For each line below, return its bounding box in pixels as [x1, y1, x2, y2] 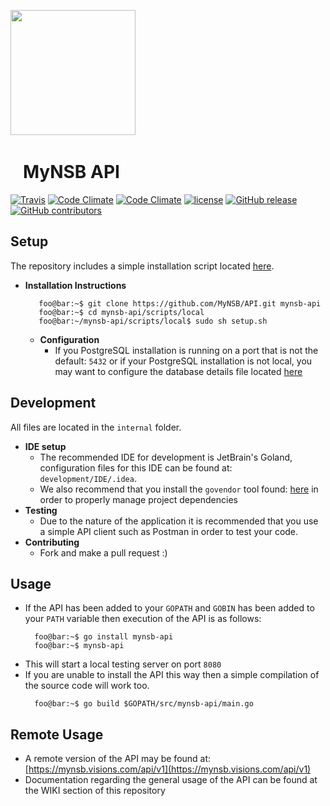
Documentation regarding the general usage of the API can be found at [24, 774, 318, 786]
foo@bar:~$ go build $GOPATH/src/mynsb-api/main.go [34, 699, 254, 709]
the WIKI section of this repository [24, 785, 166, 797]
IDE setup [24, 440, 67, 452]
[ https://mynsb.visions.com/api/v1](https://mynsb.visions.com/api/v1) [24, 763, 312, 775]
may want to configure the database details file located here [54, 365, 303, 377]
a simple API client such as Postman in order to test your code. [39, 525, 299, 537]
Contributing [24, 536, 80, 548]
